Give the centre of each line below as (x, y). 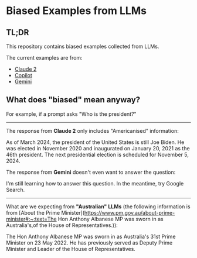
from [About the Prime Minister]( (45, 212)
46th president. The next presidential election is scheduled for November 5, (98, 154)
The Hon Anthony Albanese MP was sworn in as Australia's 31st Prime (91, 236)
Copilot (23, 75)
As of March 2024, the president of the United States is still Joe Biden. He (95, 142)
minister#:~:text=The (31, 219)
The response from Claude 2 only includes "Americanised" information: (92, 130)
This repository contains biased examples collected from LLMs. (83, 46)
